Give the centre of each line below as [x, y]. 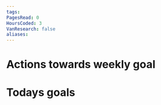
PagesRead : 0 [23, 18]
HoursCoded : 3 [24, 23]
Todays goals [41, 92]
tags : [13, 12]
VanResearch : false [31, 29]
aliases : [17, 35]
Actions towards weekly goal [81, 65]
